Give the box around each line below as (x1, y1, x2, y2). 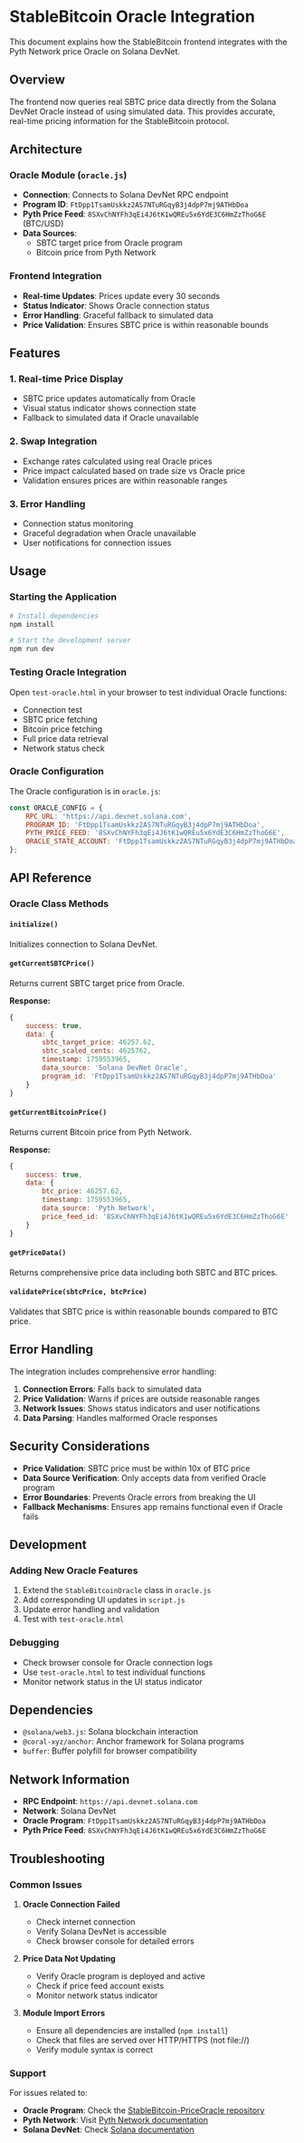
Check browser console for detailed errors (35, 1936, 195, 1946)
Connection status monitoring (22, 518, 134, 529)
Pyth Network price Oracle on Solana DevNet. (9, 45, 181, 56)
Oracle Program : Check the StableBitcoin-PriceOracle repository (22, 2105, 265, 2116)
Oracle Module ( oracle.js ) (9, 169, 128, 182)
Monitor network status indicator (35, 1990, 158, 2001)
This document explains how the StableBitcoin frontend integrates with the (9, 36, 288, 47)
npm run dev (9, 645, 54, 654)
